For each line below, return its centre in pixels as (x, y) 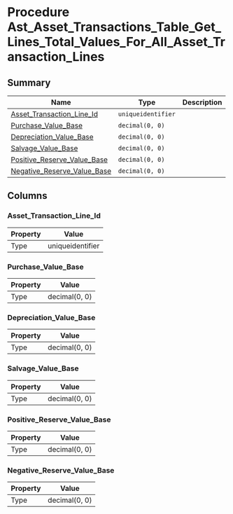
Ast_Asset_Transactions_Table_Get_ (114, 27)
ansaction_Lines (56, 57)
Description (202, 102)
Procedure (38, 12)
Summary (29, 82)
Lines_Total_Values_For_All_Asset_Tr (116, 42)
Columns (27, 196)
